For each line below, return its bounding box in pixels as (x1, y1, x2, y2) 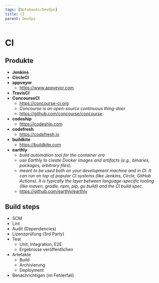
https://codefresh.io (19, 132, 60, 137)
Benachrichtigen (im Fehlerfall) (12, 272, 74, 278)
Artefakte (12, 252, 31, 258)
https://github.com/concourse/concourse (19, 111, 103, 117)
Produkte (5, 57, 34, 65)
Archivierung (19, 262, 45, 268)
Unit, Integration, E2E (19, 242, 62, 247)
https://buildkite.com (19, 142, 61, 148)
